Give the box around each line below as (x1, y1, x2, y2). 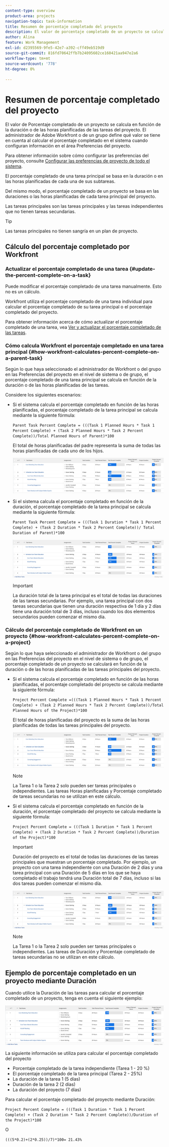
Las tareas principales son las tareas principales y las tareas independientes (5, 203, 163, 209)
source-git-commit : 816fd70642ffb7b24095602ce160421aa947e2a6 (5, 50, 138, 55)
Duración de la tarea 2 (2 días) (12, 1082, 76, 1088)
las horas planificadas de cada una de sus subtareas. (5, 179, 116, 185)
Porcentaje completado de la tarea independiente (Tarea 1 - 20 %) (12, 1066, 150, 1072)
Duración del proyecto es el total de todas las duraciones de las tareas (12, 854, 159, 860)
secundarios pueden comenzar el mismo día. (12, 614, 106, 620)
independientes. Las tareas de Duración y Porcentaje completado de (12, 949, 155, 955)
